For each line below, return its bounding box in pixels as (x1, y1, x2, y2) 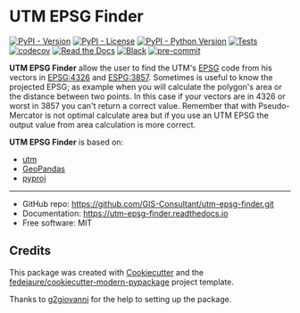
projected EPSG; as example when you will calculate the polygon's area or (9, 81, 283, 92)
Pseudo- (258, 100, 290, 111)
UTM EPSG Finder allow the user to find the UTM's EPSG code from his (9, 62, 272, 73)
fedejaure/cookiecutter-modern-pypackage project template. (9, 276, 235, 287)
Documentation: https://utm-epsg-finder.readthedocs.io (21, 208, 229, 218)
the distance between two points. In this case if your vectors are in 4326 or (9, 91, 286, 102)
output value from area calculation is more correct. (9, 119, 196, 130)
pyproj (21, 172, 46, 184)
